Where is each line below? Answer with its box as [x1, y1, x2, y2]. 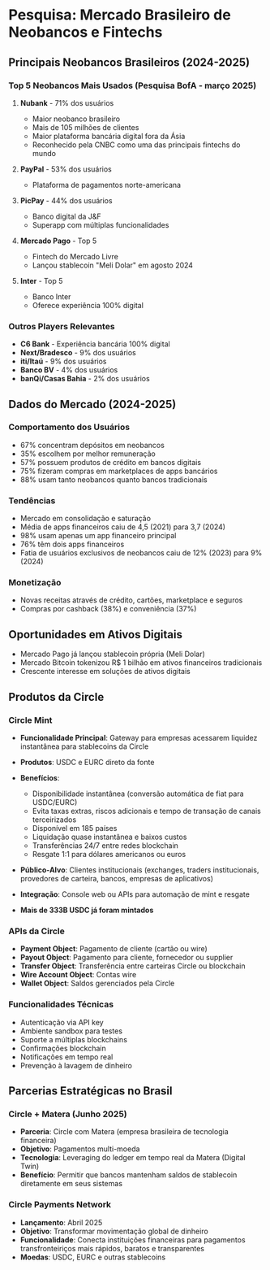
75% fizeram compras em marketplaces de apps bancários [19, 466, 218, 476]
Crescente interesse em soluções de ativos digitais [19, 667, 191, 676]
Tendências [8, 494, 56, 506]
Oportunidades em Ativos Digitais [8, 628, 182, 642]
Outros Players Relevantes [8, 320, 115, 332]
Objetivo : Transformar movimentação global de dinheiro [19, 1226, 208, 1236]
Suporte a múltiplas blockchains [19, 1034, 128, 1044]
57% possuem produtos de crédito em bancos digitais [19, 457, 201, 467]
